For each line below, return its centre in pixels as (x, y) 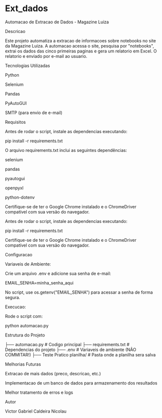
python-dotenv (20, 197)
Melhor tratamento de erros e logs (39, 392)
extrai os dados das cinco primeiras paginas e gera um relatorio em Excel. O (81, 51)
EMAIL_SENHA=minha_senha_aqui (39, 283)
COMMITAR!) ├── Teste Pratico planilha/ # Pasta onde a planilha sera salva (81, 354)
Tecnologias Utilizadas (28, 66)
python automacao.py (27, 325)
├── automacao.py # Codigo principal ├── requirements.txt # (67, 344)
